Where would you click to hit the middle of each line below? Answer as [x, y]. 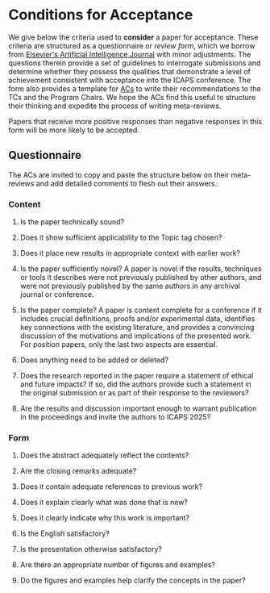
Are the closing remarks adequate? [78, 471]
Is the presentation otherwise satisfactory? [91, 549]
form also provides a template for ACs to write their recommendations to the [135, 88]
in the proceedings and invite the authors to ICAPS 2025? [115, 417]
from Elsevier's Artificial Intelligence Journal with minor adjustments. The [130, 54]
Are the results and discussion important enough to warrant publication [138, 408]
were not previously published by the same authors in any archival [130, 286]
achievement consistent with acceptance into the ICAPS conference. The [130, 80]
